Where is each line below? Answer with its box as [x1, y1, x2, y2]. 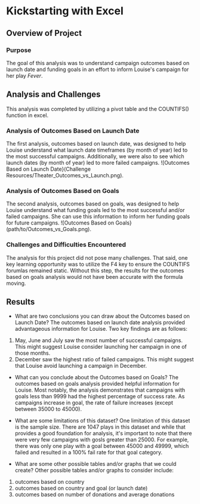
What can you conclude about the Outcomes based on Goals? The [14, 374, 179, 381]
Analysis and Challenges [6, 90, 101, 100]
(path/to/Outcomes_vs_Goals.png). [6, 226, 91, 233]
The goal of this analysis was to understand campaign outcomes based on [6, 59, 190, 66]
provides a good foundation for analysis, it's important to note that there [14, 430, 192, 437]
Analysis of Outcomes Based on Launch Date [6, 127, 140, 135]
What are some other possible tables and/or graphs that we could [14, 460, 177, 468]
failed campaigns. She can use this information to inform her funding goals [6, 213, 190, 220]
